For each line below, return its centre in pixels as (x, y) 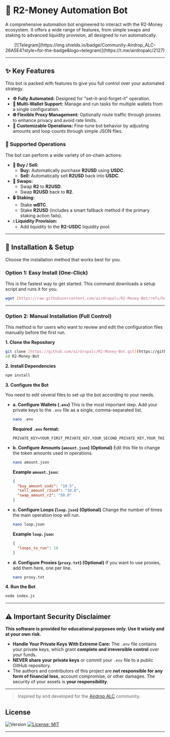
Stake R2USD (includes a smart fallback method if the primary (85, 210)
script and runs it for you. (32, 289)
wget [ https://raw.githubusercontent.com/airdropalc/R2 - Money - (73, 298)
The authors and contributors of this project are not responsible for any (88, 671)
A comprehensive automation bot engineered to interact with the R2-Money (84, 24)
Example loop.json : (33, 534)
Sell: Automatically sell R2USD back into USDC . (70, 176)
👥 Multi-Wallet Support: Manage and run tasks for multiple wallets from (88, 104)
